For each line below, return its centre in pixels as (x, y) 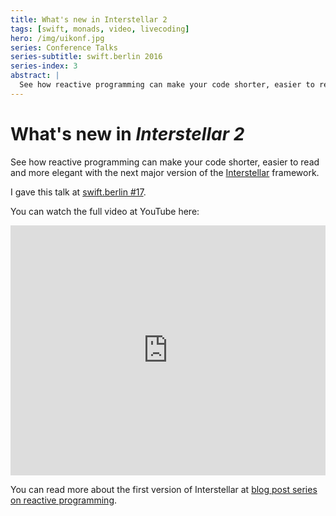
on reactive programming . (64, 500)
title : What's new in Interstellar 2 (89, 19)
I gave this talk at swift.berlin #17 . (78, 192)
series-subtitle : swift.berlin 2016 (86, 57)
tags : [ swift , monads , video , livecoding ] (100, 29)
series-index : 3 (44, 66)
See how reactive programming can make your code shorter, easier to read (165, 162)
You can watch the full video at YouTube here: (105, 211)
